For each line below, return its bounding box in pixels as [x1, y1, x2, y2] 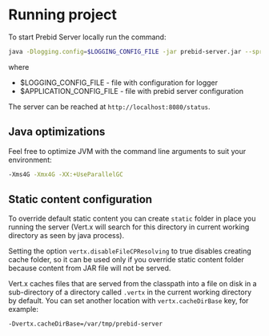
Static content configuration [8, 192, 153, 206]
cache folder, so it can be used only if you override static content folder [8, 255, 244, 265]
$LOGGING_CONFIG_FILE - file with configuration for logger [19, 78, 219, 87]
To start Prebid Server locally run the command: [8, 32, 167, 42]
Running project [8, 6, 118, 24]
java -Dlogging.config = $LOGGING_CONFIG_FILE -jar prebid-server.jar [8, 47, 242, 55]
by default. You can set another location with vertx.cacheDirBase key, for [8, 296, 249, 306]
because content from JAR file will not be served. [8, 263, 171, 273]
